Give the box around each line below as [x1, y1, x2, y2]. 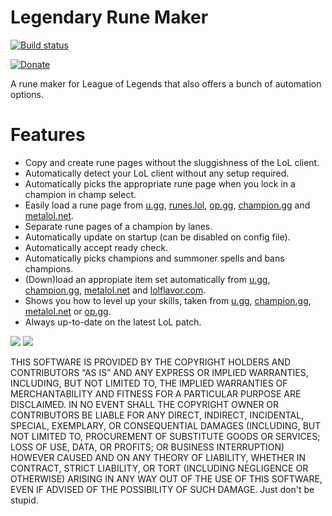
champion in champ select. [24, 188, 137, 200]
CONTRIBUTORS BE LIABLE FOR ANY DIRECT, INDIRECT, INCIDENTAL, [10, 409, 305, 421]
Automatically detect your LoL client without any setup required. [24, 167, 290, 179]
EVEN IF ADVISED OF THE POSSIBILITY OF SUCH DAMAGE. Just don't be [10, 483, 315, 495]
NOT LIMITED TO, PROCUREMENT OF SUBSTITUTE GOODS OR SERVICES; [10, 430, 321, 442]
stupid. [10, 494, 39, 506]
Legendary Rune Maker [10, 6, 209, 29]
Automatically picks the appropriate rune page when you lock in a [24, 177, 296, 190]
